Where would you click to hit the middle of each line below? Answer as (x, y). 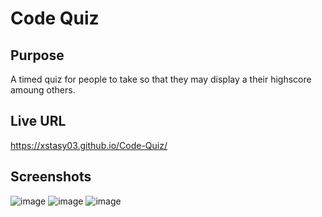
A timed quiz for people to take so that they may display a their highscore (161, 79)
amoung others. (43, 90)
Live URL (38, 121)
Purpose (37, 55)
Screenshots (51, 177)
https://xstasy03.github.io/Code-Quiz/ (89, 145)
